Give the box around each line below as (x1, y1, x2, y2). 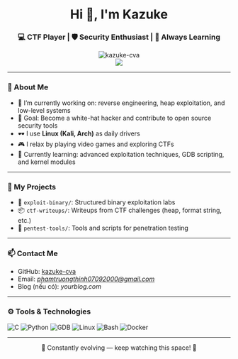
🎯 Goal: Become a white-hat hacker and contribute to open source (17, 114, 212, 122)
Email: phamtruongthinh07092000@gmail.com (17, 275, 155, 283)
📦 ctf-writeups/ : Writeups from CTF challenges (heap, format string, (17, 206, 222, 215)
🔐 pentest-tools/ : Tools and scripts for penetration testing (17, 223, 189, 233)
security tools (17, 121, 58, 130)
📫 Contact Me (7, 248, 58, 258)
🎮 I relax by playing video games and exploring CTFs (17, 140, 175, 148)
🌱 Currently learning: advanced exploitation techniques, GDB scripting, (17, 150, 225, 158)
